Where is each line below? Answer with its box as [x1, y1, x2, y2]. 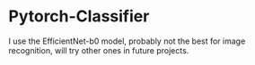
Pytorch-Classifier [8, 6, 150, 27]
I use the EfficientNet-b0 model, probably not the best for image [8, 36, 246, 46]
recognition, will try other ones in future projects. [8, 45, 189, 55]
